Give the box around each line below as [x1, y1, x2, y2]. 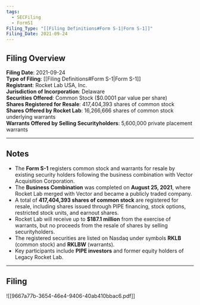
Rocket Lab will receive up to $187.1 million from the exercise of [14, 215, 171, 223]
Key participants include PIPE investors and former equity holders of [14, 247, 184, 254]
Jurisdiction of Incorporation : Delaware [6, 88, 105, 95]
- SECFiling [11, 14, 42, 20]
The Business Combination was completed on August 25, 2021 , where [14, 183, 191, 191]
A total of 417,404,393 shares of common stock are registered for [14, 196, 179, 204]
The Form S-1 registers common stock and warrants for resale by [14, 165, 176, 172]
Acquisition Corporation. [14, 177, 75, 184]
